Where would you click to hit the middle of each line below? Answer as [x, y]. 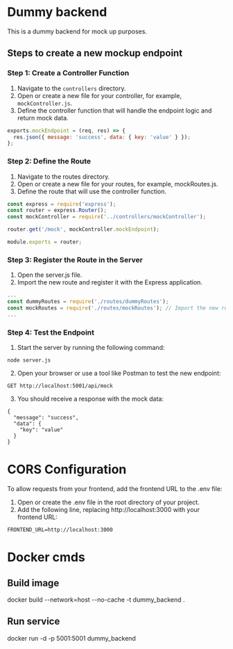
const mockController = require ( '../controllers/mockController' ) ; [107, 217]
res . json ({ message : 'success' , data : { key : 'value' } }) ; [102, 137]
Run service [34, 622]
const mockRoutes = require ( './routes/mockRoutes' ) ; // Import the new [113, 308]
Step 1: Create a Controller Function [68, 73]
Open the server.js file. [50, 275]
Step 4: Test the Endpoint [51, 332]
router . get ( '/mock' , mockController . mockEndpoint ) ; [83, 230]
